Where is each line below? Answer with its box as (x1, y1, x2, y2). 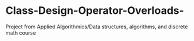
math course (5, 29, 36, 36)
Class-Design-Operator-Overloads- (5, 4, 185, 17)
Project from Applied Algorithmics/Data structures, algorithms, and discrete (5, 23, 188, 30)
